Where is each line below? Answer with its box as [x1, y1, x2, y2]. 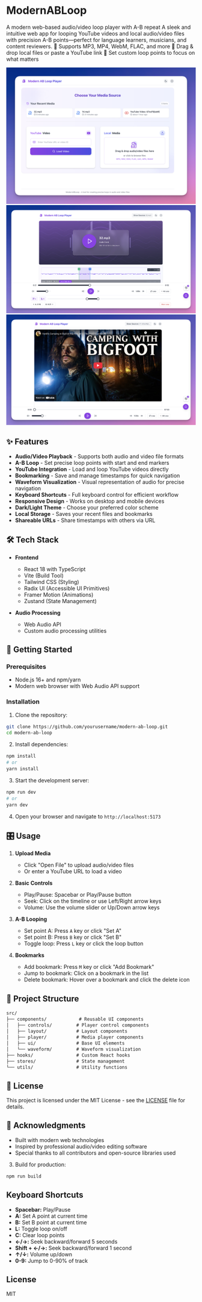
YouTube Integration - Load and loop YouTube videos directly [14, 465, 169, 473]
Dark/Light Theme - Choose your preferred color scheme [14, 503, 159, 511]
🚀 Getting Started [6, 645, 73, 655]
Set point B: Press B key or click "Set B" [23, 933, 122, 941]
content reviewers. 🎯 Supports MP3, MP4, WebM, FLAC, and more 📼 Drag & [6, 43, 194, 50]
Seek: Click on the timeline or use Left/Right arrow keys [23, 897, 162, 905]
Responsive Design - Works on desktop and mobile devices [14, 497, 165, 505]
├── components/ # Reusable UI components [6, 1016, 144, 1022]
